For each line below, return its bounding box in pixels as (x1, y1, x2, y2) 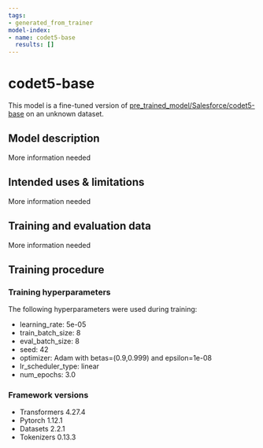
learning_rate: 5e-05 (19, 320, 87, 329)
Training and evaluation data (8, 220, 151, 233)
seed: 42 (19, 345, 49, 354)
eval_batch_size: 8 (19, 336, 80, 346)
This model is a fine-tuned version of (8, 101, 128, 110)
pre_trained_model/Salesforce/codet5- (129, 101, 256, 110)
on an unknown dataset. (26, 109, 105, 119)
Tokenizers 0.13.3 (19, 432, 76, 442)
